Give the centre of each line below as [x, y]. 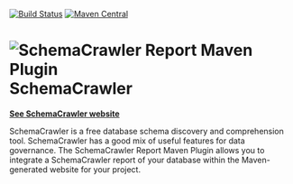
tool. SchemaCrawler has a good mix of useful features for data [127, 141]
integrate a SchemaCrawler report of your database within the [124, 160]
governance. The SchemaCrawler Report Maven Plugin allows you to [137, 150]
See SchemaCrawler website [64, 114]
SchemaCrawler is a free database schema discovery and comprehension [146, 131]
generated [28, 169]
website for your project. [95, 169]
